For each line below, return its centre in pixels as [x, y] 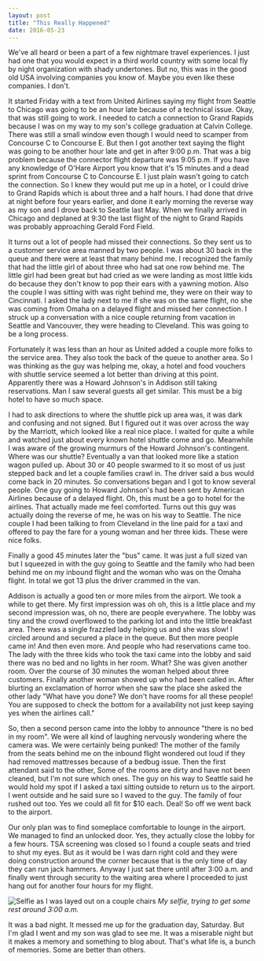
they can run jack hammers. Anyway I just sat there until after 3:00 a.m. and [130, 869]
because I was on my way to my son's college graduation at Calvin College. [130, 126]
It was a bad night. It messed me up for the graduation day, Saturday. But [126, 925]
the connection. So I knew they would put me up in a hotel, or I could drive [128, 185]
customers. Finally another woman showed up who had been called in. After [131, 680]
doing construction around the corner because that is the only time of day [128, 861]
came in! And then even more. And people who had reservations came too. [130, 646]
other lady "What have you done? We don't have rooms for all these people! [131, 696]
